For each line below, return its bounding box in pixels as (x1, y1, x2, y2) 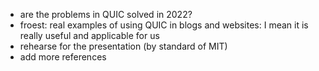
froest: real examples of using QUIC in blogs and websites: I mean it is (19, 19, 309, 31)
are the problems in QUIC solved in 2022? (19, 9, 193, 20)
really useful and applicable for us (19, 30, 160, 41)
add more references (19, 51, 107, 63)
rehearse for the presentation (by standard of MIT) (19, 40, 228, 52)
